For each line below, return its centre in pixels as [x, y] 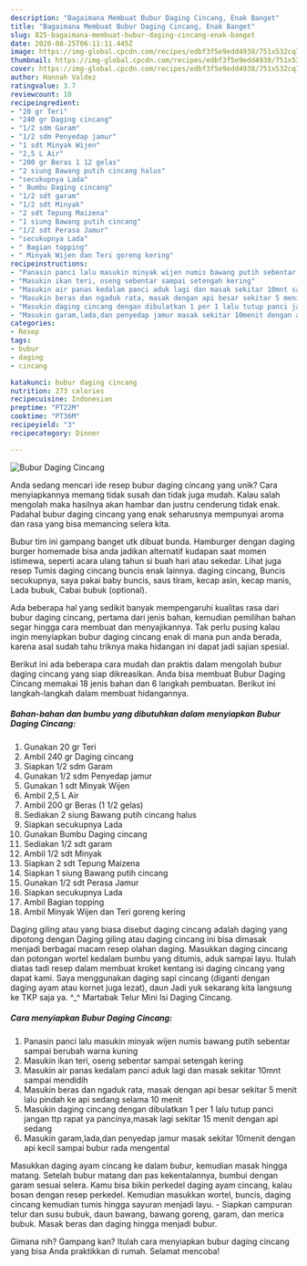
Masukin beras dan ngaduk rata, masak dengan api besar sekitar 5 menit [160, 1089]
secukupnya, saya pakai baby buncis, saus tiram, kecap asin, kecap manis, [151, 580]
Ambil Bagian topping [64, 902]
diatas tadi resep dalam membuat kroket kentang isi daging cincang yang [148, 968]
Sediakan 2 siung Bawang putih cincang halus [110, 814]
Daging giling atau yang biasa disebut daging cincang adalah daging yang [149, 929]
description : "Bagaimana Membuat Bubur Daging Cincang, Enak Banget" [145, 18]
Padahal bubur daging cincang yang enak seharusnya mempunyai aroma [147, 514]
